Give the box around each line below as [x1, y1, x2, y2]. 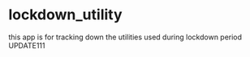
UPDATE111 [8, 40, 45, 50]
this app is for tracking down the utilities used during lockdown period [8, 32, 242, 42]
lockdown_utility [8, 6, 123, 24]
